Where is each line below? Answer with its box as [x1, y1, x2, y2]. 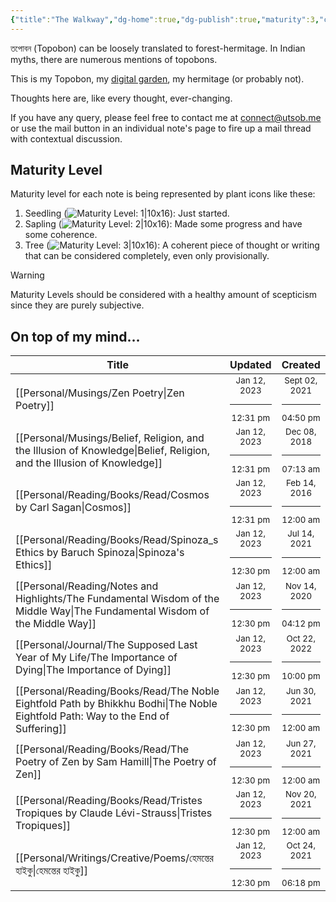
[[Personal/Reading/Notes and [15, 579, 159, 593]
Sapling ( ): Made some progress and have [24, 218, 303, 230]
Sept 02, [284, 375, 318, 386]
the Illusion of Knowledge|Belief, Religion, [15, 443, 210, 457]
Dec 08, [285, 426, 317, 437]
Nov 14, [284, 581, 317, 592]
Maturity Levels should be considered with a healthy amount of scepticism [10, 289, 318, 301]
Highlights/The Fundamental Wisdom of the [15, 591, 220, 605]
